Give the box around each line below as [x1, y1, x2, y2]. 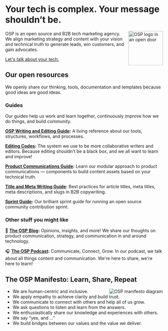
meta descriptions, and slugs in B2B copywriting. [5, 189, 106, 195]
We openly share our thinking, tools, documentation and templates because [5, 84, 161, 90]
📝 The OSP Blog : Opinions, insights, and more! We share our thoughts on [5, 228, 156, 234]
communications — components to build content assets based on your [5, 169, 151, 175]
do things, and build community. [5, 118, 71, 124]
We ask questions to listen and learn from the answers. [12, 305, 126, 311]
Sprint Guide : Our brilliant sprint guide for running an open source [5, 199, 141, 205]
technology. [5, 238, 30, 244]
